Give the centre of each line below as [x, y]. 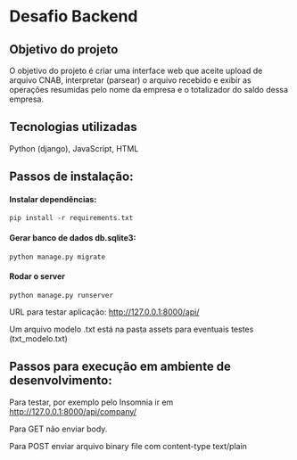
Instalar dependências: [53, 199]
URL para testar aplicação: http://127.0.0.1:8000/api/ [104, 312]
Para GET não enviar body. [58, 429]
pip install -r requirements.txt [71, 218]
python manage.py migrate [57, 257]
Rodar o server [37, 276]
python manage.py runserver [62, 295]
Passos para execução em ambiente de [120, 367]
